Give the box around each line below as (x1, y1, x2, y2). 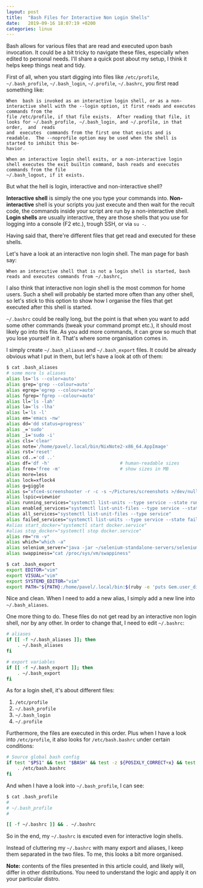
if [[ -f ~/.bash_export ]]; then (6, 664, 94, 671)
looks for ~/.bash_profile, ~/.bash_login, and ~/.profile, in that (6, 119, 182, 125)
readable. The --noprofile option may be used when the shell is (6, 135, 177, 141)
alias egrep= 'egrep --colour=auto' (6, 387, 96, 393)
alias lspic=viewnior (6, 494, 61, 500)
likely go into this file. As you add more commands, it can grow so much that (6, 328, 196, 336)
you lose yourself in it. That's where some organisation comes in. (6, 334, 169, 342)
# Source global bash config (6, 754, 80, 760)
